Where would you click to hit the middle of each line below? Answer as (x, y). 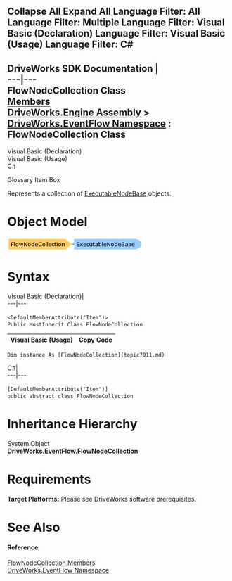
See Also (34, 528)
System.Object (28, 444)
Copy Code (95, 340)
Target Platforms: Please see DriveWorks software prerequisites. (102, 499)
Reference (23, 547)
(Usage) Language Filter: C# (70, 45)
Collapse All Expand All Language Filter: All (104, 12)
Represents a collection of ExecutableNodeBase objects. (89, 193)
